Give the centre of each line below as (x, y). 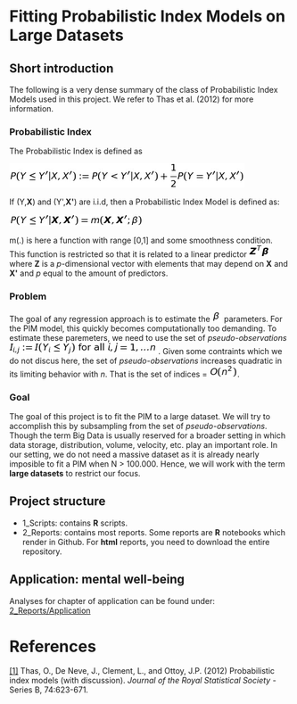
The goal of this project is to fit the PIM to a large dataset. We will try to (140, 416)
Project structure (58, 501)
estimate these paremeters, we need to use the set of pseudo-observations (148, 337)
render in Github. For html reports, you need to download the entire (146, 542)
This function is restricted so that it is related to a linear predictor (128, 254)
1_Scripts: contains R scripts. (74, 523)
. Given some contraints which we (220, 351)
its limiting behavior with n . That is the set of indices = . (125, 374)
